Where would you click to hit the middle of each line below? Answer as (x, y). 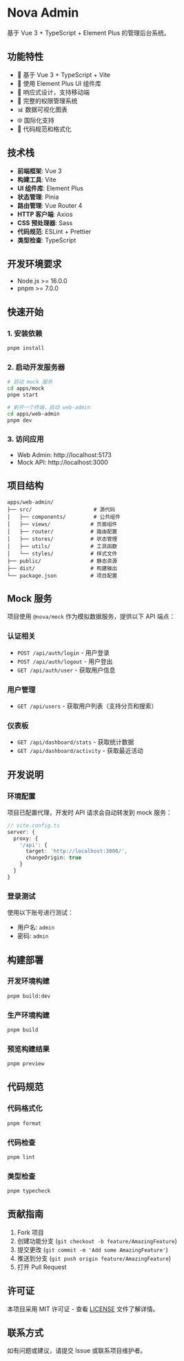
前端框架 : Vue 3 (39, 170)
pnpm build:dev (29, 996)
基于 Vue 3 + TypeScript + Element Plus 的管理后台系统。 (89, 33)
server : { (21, 832)
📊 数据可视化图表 (42, 109)
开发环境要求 (34, 264)
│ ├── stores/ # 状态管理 (62, 539)
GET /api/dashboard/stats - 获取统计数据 (75, 742)
